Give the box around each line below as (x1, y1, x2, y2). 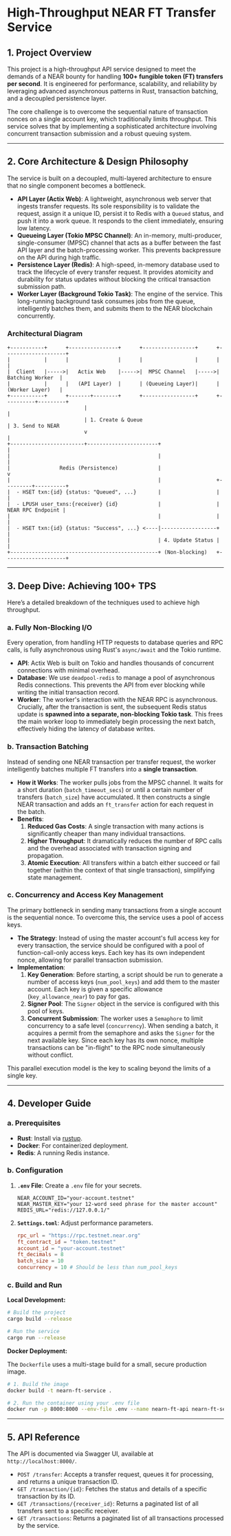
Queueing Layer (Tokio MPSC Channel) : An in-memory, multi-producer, (16, 231, 222, 239)
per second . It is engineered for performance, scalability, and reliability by (7, 80, 217, 87)
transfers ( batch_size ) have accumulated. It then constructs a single (16, 793, 210, 801)
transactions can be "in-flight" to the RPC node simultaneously (27, 1043, 206, 1051)
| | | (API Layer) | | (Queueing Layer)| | (7, 380, 220, 388)
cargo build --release (7, 1315, 72, 1323)
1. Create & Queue (90, 417, 143, 424)
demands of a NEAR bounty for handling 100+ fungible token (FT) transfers (7, 72, 223, 80)
